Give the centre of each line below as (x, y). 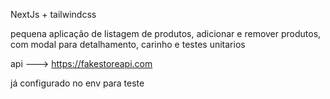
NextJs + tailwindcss (53, 14)
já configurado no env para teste (77, 83)
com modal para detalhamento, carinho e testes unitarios (128, 44)
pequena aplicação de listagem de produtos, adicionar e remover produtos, (166, 33)
